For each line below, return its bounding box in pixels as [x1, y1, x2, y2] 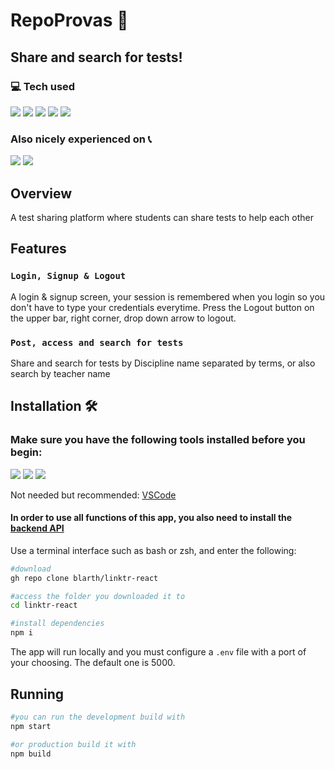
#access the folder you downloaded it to [10, 591, 186, 601]
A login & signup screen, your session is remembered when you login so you [10, 290, 326, 303]
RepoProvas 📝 [10, 9, 129, 32]
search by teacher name [10, 367, 111, 379]
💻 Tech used [10, 79, 76, 93]
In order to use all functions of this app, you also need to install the [10, 512, 293, 524]
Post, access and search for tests [10, 337, 184, 348]
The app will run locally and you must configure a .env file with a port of [10, 646, 307, 658]
